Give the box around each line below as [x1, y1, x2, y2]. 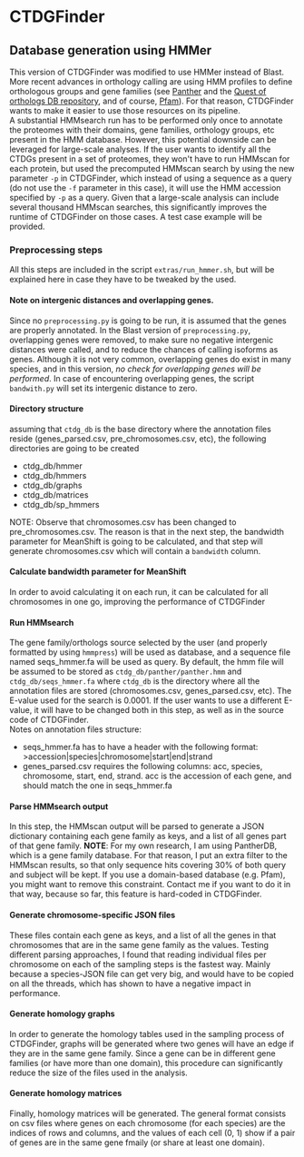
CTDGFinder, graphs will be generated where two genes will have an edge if [9, 1038, 295, 1049]
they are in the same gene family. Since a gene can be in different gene [9, 1047, 276, 1059]
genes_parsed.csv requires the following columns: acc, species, [22, 761, 263, 772]
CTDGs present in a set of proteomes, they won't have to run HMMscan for [9, 153, 290, 164]
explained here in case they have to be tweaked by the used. [9, 274, 237, 285]
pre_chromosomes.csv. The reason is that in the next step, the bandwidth [9, 526, 284, 537]
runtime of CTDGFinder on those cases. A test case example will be [9, 212, 263, 222]
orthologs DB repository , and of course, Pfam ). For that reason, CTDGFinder [9, 95, 294, 106]
